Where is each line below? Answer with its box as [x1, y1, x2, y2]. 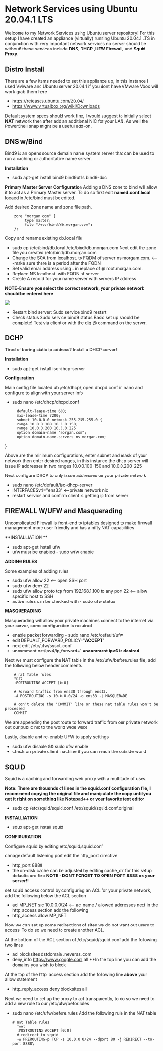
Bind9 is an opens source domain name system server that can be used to [5, 150, 155, 156]
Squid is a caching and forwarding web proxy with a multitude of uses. [5, 776, 147, 781]
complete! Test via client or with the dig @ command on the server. [12, 320, 147, 325]
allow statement [5, 976, 37, 982]
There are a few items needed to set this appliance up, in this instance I [5, 78, 149, 84]
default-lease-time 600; [17, 409, 67, 414]
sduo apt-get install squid [12, 825, 64, 830]
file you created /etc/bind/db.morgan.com [12, 250, 97, 255]
